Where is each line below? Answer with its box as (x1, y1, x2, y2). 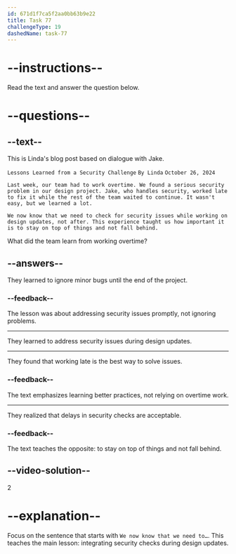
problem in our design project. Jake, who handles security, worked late (7, 187, 228, 195)
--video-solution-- (7, 465, 91, 477)
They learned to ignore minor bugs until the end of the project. (7, 276, 188, 284)
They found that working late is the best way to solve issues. (7, 357, 183, 366)
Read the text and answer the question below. (7, 84, 140, 92)
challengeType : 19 (7, 23, 61, 30)
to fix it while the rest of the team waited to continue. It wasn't (7, 194, 216, 201)
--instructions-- (7, 60, 103, 76)
